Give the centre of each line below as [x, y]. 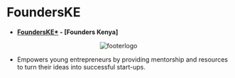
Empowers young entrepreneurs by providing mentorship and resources [122, 59]
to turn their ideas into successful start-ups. [81, 67]
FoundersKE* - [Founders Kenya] [67, 32]
